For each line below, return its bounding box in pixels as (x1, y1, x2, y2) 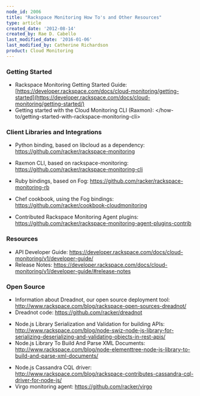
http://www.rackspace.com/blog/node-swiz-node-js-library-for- (14, 327, 174, 334)
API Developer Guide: (14, 248, 68, 255)
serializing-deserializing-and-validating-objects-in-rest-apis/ (14, 333, 166, 340)
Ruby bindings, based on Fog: (14, 177, 89, 185)
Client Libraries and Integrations (6, 128, 102, 136)
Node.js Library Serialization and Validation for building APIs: (14, 320, 165, 327)
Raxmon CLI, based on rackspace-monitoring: (14, 159, 129, 167)
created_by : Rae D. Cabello (6, 31, 77, 37)
